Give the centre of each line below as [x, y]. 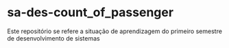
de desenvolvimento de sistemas [54, 38]
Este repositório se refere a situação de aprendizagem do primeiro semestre [115, 31]
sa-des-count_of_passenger [90, 13]
